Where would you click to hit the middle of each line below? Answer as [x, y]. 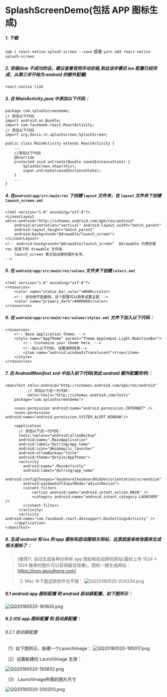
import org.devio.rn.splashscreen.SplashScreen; [57, 135]
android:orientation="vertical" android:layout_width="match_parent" [88, 226]
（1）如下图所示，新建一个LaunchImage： [48, 648]
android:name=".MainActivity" [54, 466]
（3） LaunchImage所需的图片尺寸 [41, 679]
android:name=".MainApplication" [53, 440]
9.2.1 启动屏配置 [21, 632]
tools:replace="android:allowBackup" [58, 435]
